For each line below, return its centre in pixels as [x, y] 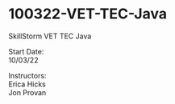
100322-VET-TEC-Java [88, 14]
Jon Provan [27, 92]
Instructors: [27, 75]
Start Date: [26, 51]
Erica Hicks [27, 84]
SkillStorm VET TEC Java [50, 36]
